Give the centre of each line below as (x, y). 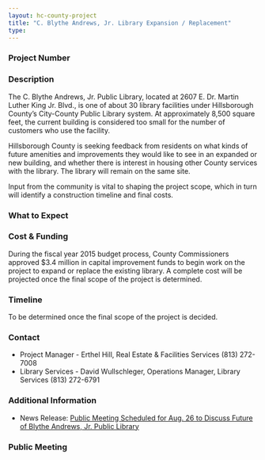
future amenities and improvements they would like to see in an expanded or (133, 154)
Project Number (39, 58)
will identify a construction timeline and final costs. (91, 194)
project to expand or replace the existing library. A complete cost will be (125, 270)
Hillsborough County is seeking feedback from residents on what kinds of (128, 146)
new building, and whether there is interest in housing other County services (133, 163)
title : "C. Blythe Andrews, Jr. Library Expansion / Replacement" (120, 23)
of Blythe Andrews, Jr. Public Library (79, 426)
